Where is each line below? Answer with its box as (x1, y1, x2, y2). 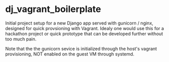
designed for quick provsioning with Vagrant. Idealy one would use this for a (5, 25, 164, 31)
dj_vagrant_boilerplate (5, 3, 101, 15)
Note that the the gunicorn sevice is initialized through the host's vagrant (5, 45, 157, 51)
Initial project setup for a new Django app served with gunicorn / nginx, (5, 20, 153, 26)
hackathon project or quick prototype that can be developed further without (5, 30, 163, 36)
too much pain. (5, 36, 37, 42)
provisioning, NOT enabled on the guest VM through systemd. (5, 51, 135, 57)
